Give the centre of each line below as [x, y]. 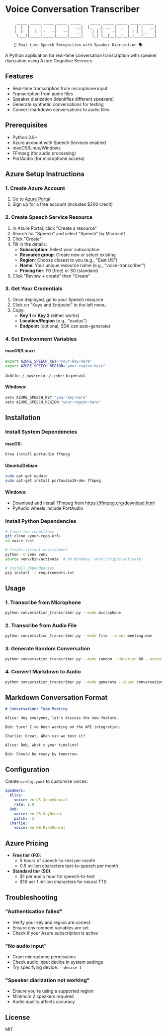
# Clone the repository [30, 532]
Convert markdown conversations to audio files [61, 109]
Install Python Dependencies [41, 521]
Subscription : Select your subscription [60, 249]
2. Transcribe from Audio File [41, 625]
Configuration [27, 770]
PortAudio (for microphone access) [48, 158]
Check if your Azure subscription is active [55, 933]
